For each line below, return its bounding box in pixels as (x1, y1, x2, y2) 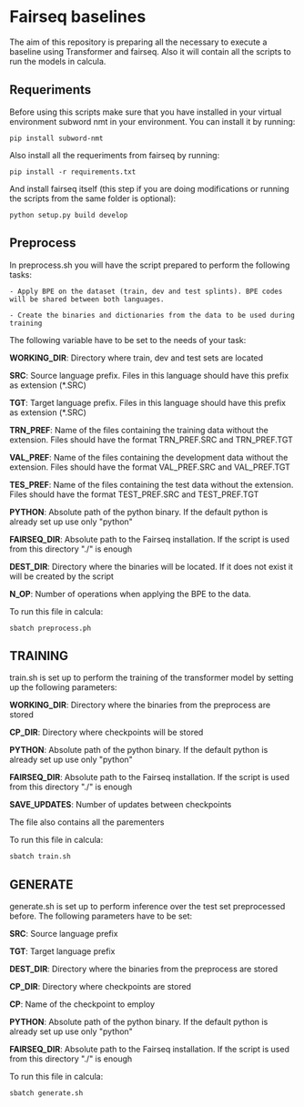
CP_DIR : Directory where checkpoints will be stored (9, 726, 204, 738)
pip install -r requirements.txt (9, 167, 137, 177)
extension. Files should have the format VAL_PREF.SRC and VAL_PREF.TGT (9, 462, 291, 472)
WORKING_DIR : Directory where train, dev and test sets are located (9, 352, 264, 363)
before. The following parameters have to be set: (9, 910, 193, 921)
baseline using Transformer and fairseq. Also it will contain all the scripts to (9, 46, 291, 56)
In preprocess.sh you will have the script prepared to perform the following (9, 259, 290, 270)
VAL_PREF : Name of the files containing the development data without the (9, 452, 289, 462)
